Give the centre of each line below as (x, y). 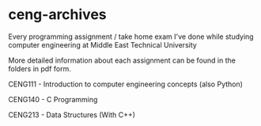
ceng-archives (57, 15)
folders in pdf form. (40, 68)
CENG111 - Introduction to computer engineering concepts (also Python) (126, 84)
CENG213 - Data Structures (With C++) (72, 115)
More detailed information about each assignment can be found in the (122, 60)
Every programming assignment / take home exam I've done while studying (131, 36)
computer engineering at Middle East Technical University (103, 44)
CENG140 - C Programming (53, 99)
